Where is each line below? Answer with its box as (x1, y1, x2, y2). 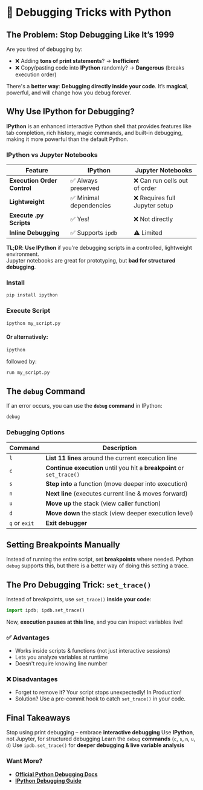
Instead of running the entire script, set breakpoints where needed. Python (6, 556, 194, 563)
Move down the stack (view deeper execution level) (45, 509, 193, 518)
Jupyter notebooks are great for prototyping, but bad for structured (6, 257, 176, 264)
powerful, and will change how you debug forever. (6, 89, 132, 96)
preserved (70, 184, 100, 192)
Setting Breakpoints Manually (6, 540, 120, 550)
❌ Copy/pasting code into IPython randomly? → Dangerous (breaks (14, 64, 185, 71)
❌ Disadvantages (6, 675, 58, 684)
